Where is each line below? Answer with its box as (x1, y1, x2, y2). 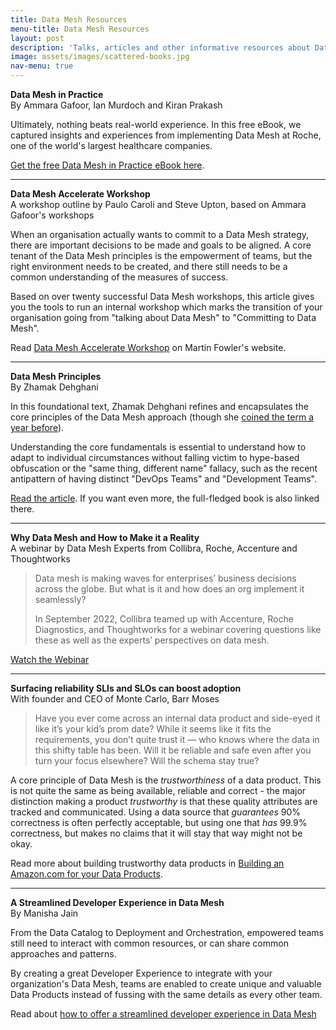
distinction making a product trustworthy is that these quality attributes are (10, 796, 318, 807)
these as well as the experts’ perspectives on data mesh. (34, 634, 270, 646)
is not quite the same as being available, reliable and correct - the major (10, 785, 307, 796)
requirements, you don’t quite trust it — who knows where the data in (34, 734, 320, 745)
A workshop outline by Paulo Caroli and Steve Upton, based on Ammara (10, 199, 307, 210)
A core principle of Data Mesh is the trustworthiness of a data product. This (10, 774, 322, 786)
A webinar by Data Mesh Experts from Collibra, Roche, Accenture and (10, 542, 298, 554)
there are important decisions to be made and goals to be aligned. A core (10, 239, 312, 251)
